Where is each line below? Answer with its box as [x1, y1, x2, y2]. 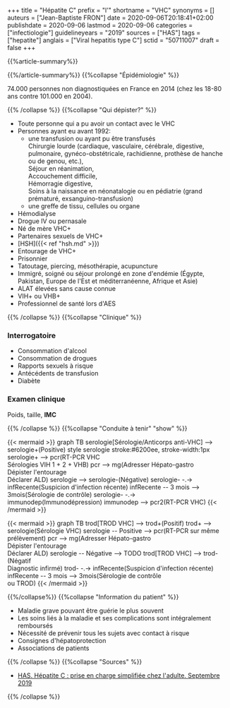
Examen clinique [7, 395, 66, 404]
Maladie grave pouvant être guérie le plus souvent [17, 606, 164, 615]
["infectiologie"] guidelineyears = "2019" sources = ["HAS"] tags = [7, 28, 201, 37]
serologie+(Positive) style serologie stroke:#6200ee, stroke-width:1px [7, 445, 210, 454]
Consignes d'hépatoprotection [17, 636, 107, 644]
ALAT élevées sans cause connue [17, 284, 116, 292]
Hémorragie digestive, [28, 179, 93, 188]
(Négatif [7, 556, 32, 565]
